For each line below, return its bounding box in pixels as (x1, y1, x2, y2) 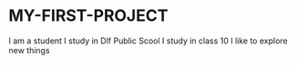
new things (8, 44, 51, 55)
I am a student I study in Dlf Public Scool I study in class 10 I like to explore (8, 35, 288, 46)
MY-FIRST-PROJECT (8, 5, 169, 26)
